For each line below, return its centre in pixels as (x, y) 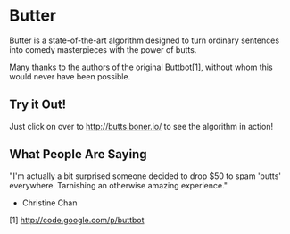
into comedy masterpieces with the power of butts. (103, 49)
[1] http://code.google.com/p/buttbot (77, 220)
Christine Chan (50, 203)
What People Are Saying (78, 154)
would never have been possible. (70, 76)
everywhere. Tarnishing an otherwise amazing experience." (119, 185)
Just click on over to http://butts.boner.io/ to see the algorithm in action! (141, 126)
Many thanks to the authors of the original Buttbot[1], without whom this (141, 67)
